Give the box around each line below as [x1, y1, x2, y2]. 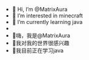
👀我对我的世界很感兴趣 [12, 40, 69, 46]
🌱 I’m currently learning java [12, 19, 83, 25]
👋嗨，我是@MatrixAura [12, 32, 71, 39]
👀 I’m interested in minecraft [12, 12, 84, 19]
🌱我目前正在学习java [12, 47, 64, 54]
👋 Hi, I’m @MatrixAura [12, 6, 68, 13]
